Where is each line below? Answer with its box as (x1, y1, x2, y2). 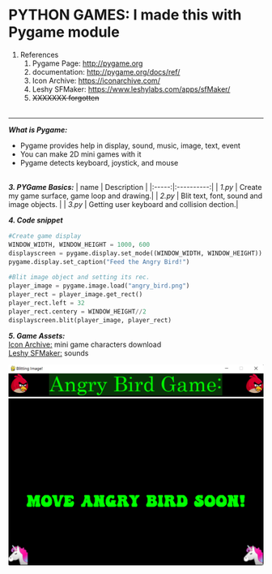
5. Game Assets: (8, 330, 66, 340)
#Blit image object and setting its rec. (8, 274, 151, 282)
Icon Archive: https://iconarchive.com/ (32, 76, 160, 85)
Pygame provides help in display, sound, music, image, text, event (19, 140, 240, 150)
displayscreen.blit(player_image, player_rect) (8, 316, 172, 324)
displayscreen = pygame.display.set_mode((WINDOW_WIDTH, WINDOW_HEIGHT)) (8, 249, 263, 257)
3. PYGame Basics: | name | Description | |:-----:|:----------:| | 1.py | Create (8, 182, 262, 192)
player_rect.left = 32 (8, 299, 85, 308)
